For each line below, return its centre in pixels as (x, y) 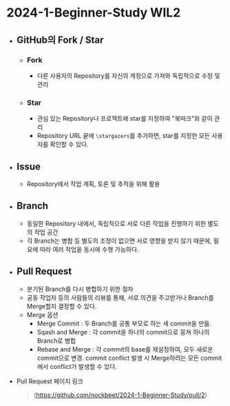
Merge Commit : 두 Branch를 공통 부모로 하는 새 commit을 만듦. (124, 323)
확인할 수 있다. (69, 144)
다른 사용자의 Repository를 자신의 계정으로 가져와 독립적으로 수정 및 (128, 75)
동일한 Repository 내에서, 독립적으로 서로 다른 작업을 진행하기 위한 (116, 223)
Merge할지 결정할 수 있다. (62, 306)
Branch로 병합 (56, 341)
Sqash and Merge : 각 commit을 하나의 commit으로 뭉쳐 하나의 (123, 332)
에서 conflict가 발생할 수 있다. (77, 366)
